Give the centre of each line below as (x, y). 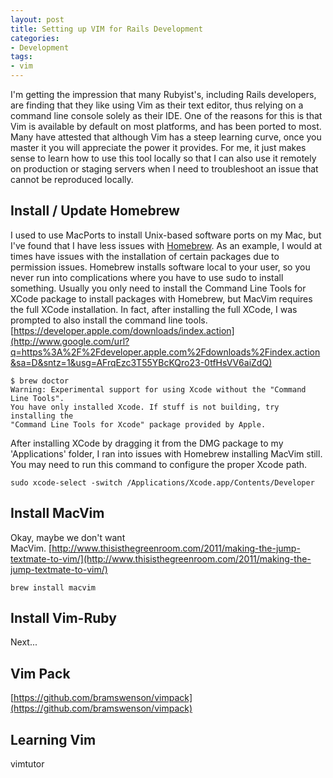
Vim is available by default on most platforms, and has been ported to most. (166, 126)
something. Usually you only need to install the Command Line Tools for (158, 288)
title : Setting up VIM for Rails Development (106, 29)
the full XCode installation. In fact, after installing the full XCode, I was (154, 309)
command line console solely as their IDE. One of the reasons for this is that (166, 115)
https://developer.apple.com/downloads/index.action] (124, 330)
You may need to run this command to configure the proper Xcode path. (159, 464)
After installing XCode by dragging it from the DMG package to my (147, 443)
